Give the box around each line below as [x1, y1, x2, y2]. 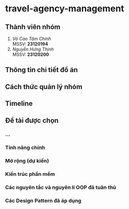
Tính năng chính [5, 144, 46, 151]
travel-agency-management [5, 3, 125, 14]
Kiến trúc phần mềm [5, 171, 56, 178]
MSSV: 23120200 [12, 51, 50, 57]
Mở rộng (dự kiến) [5, 158, 49, 165]
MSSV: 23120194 [12, 41, 48, 47]
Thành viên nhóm [5, 23, 61, 31]
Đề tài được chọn [5, 116, 59, 125]
